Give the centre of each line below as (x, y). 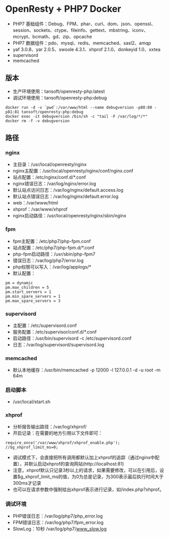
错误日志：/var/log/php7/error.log (48, 260)
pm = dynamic (19, 283)
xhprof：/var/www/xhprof (40, 209)
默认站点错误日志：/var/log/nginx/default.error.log (66, 197)
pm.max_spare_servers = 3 (33, 301)
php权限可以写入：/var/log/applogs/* (52, 266)
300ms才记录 (27, 483)
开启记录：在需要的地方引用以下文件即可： (58, 433)
